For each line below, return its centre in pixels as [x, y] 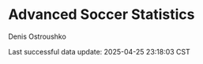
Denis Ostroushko [38, 36]
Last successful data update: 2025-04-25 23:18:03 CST [100, 51]
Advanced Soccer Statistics [101, 15]
